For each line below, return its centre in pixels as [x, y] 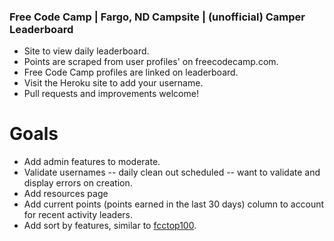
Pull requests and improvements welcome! [111, 94]
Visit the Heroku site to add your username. [113, 83]
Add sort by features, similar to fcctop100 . [110, 226]
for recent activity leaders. [78, 215]
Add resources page [66, 194]
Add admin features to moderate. [92, 162]
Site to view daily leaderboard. [86, 51]
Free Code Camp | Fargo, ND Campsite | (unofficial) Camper [157, 17]
